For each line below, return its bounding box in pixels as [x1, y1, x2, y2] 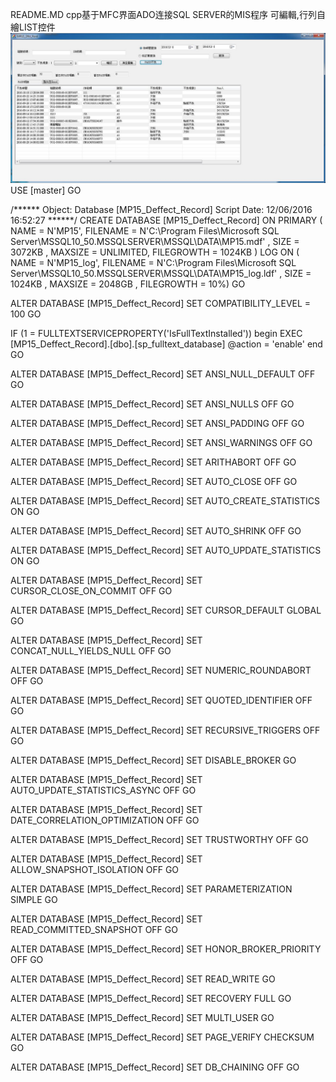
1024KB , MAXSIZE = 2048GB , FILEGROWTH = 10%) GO [10, 278, 246, 290]
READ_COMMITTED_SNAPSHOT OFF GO [10, 924, 178, 936]
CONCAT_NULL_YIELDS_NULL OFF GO [10, 645, 172, 657]
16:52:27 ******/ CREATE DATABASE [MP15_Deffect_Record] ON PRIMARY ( [10, 214, 323, 227]
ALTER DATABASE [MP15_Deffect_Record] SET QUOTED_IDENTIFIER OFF [10, 694, 313, 707]
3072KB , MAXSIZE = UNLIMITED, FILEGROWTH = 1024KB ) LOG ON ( [10, 246, 300, 258]
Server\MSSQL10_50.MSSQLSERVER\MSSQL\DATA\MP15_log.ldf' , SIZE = [10, 268, 312, 280]
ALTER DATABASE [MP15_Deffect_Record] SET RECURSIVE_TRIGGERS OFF [10, 724, 321, 737]
